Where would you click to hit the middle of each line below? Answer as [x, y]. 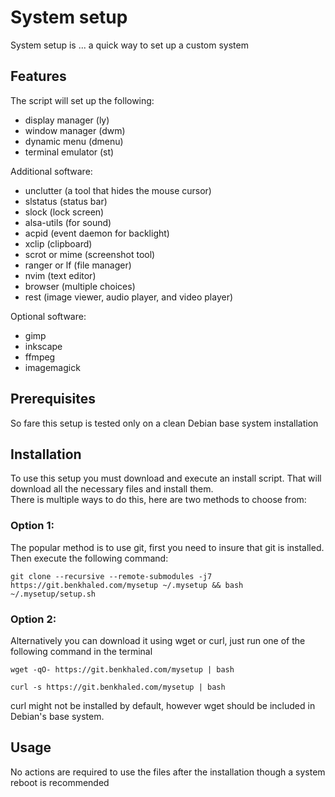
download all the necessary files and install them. [112, 489]
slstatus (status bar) [66, 201]
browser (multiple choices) [80, 286]
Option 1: [32, 526]
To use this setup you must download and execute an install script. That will [166, 478]
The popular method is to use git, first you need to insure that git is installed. [167, 547]
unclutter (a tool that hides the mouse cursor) [118, 190]
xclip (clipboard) [58, 243]
